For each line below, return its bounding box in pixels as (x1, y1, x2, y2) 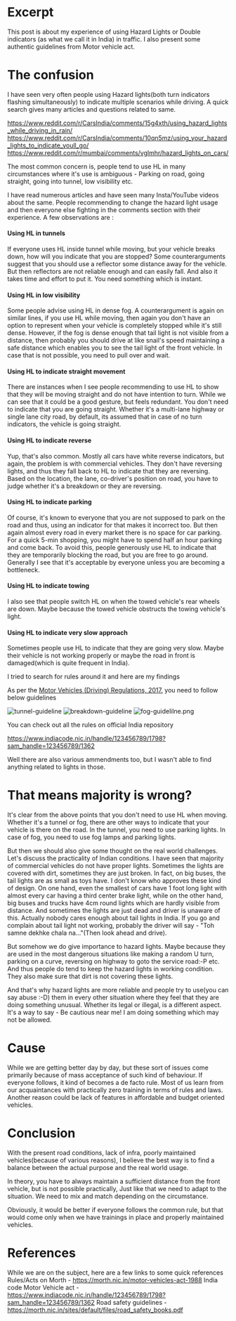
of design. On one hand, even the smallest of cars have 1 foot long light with (7, 884, 227, 893)
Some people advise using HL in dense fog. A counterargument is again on (7, 306, 224, 315)
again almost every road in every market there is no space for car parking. (7, 528, 222, 537)
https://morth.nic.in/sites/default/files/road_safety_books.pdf (7, 1306, 184, 1314)
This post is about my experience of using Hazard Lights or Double (7, 27, 201, 36)
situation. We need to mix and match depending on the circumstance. (7, 1192, 209, 1201)
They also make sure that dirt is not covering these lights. (7, 972, 173, 980)
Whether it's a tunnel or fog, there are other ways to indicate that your (7, 818, 209, 827)
